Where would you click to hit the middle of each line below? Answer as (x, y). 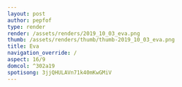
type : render (26, 27)
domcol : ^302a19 (31, 66)
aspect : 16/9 (26, 60)
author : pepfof (30, 20)
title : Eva (23, 46)
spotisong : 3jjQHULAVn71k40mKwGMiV (60, 72)
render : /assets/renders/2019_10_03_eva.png (74, 33)
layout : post (26, 14)
